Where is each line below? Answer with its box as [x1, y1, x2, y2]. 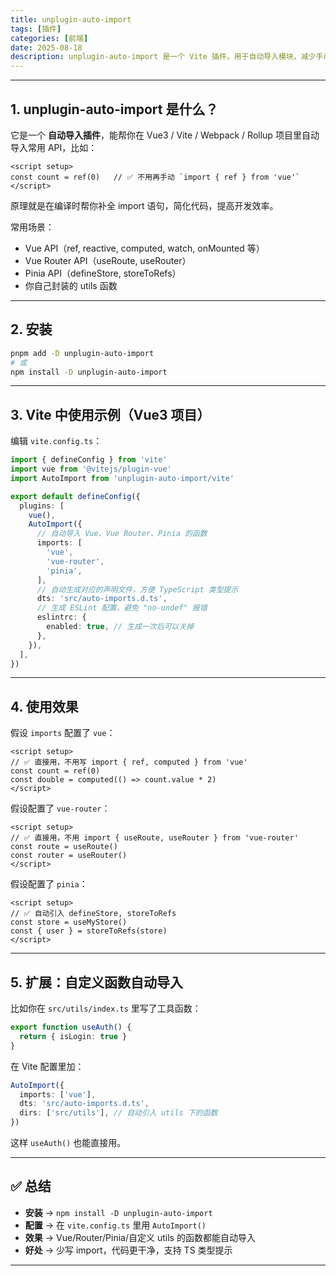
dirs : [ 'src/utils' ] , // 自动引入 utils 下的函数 [19, 1108, 218, 1118]
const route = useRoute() [10, 842, 118, 852]
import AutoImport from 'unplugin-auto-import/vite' [10, 473, 235, 483]
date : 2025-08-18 [10, 42, 83, 53]
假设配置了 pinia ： [10, 878, 88, 890]
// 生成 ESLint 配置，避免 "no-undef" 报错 [36, 603, 208, 613]
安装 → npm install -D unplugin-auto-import [24, 1206, 213, 1218]
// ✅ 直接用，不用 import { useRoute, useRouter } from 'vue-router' [10, 833, 299, 843]
